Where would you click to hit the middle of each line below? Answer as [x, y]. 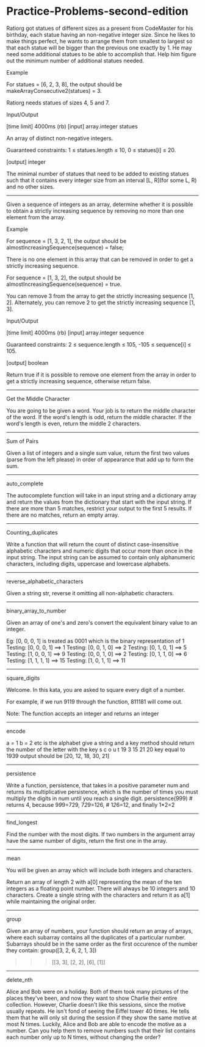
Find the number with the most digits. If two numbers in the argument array [101, 834]
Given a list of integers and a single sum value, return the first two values [98, 453]
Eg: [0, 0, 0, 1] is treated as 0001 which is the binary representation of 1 [95, 641]
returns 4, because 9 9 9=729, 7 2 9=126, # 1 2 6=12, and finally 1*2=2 [91, 804]
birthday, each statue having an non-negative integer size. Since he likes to [101, 34]
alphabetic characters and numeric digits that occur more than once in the [100, 551]
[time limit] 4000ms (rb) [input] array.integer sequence [75, 332]
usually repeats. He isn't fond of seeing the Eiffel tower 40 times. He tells [98, 1011]
